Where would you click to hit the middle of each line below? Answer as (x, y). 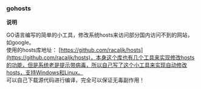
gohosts (19, 8)
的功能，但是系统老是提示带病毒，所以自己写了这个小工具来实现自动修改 (97, 65)
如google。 (20, 43)
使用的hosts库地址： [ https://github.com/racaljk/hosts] (75, 50)
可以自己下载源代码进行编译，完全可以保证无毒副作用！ (75, 80)
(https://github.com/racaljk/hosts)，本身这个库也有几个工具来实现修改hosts (101, 58)
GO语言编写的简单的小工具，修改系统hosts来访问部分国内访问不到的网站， (100, 35)
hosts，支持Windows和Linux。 (45, 73)
